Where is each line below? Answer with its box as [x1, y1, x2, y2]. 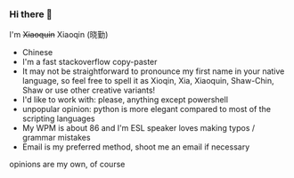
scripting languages [21, 113, 95, 124]
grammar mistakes [21, 133, 91, 143]
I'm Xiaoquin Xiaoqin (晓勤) [9, 29, 109, 40]
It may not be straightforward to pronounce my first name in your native [21, 66, 285, 77]
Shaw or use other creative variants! [21, 85, 156, 96]
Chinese [21, 47, 53, 58]
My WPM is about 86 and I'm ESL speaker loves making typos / [21, 123, 256, 133]
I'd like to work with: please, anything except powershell [21, 94, 229, 105]
